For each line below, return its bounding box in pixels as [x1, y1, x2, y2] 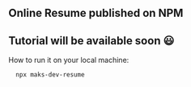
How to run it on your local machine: [8, 56, 129, 65]
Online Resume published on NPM [8, 6, 184, 20]
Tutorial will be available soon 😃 [8, 34, 175, 48]
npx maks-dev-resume [15, 71, 85, 79]
